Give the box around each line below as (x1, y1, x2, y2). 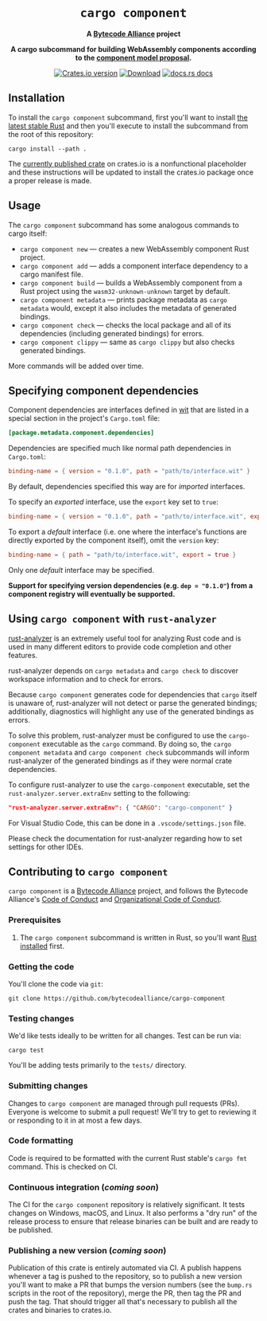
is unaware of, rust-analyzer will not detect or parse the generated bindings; (8, 698, 257, 708)
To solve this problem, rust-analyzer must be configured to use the (8, 731, 227, 740)
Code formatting (8, 1135, 74, 1147)
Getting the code (8, 961, 75, 972)
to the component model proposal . (75, 53, 192, 62)
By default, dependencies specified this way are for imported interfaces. (8, 482, 246, 492)
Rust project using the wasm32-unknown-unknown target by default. (19, 286, 230, 296)
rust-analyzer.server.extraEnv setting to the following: (8, 788, 191, 798)
